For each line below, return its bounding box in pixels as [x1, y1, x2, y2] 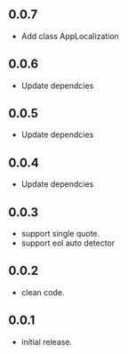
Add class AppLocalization [20, 30, 119, 41]
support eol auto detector [20, 237, 116, 248]
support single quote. [20, 229, 100, 239]
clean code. [20, 286, 65, 297]
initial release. [20, 336, 73, 347]
